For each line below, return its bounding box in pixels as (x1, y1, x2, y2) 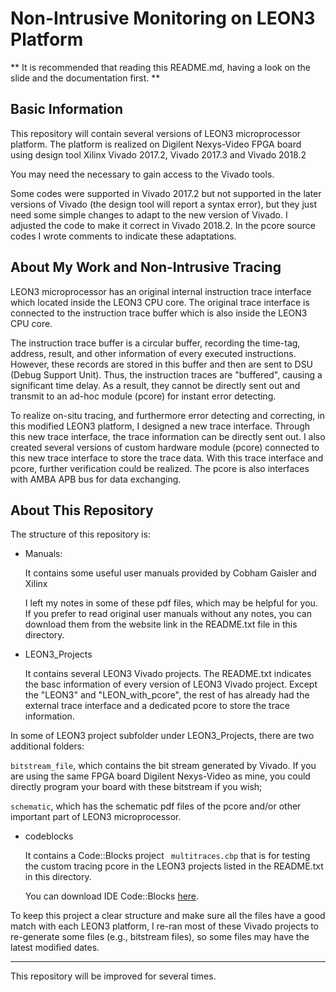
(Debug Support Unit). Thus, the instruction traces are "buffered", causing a (10, 368, 323, 381)
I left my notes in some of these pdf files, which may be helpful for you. (24, 597, 318, 609)
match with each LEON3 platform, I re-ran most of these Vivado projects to (10, 920, 319, 932)
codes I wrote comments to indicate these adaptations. (10, 230, 237, 242)
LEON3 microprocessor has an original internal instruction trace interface (10, 285, 312, 297)
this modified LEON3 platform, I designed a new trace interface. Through (10, 420, 311, 432)
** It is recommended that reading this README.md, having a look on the (10, 61, 312, 73)
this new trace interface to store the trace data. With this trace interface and (10, 452, 324, 464)
